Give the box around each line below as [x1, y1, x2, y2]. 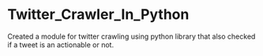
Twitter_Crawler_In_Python [7, 6, 190, 24]
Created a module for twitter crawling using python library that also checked [7, 32, 256, 41]
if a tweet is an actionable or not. [7, 39, 115, 49]
